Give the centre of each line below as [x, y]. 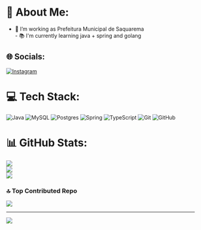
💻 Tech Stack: [43, 96]
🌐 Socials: [26, 57]
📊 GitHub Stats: [47, 143]
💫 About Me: [38, 12]
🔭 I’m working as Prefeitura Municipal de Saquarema [80, 29]
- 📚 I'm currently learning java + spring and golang [78, 35]
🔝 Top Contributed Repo [42, 190]
